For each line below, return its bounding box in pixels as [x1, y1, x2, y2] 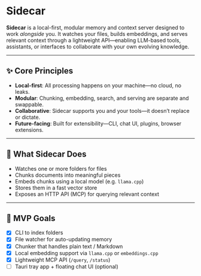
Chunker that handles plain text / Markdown [14, 243, 123, 250]
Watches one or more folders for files [14, 165, 107, 172]
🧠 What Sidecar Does [6, 149, 87, 160]
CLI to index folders [14, 229, 64, 237]
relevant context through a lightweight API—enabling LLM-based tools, [6, 36, 181, 44]
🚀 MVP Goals [6, 213, 56, 223]
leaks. [14, 88, 30, 95]
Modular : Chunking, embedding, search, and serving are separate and [14, 94, 190, 102]
